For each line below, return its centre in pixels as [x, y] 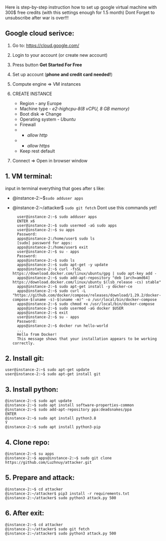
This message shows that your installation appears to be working [87, 339]
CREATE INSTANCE [32, 94]
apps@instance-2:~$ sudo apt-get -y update [62, 265]
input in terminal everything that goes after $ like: [55, 188]
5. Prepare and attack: [40, 478]
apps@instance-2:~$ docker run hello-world [62, 326]
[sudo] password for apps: [45, 243]
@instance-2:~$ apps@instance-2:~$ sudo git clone [58, 458]
